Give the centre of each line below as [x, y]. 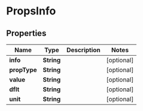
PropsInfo [31, 11]
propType [23, 70]
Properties [26, 33]
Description [83, 50]
